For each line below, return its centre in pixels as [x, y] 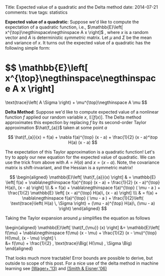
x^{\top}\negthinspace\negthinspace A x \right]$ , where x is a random [77, 32]
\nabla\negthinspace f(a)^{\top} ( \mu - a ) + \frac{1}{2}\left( [83, 198]
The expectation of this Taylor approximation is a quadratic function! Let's [80, 152]
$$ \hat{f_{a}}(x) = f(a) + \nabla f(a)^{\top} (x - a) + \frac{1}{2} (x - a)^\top [83, 137]
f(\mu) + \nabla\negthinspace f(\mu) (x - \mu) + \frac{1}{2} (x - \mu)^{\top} [81, 233]
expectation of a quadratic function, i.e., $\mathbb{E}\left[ [64, 27]
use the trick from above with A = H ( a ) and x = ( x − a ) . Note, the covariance [82, 162]
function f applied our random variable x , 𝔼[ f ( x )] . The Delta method [73, 117]
